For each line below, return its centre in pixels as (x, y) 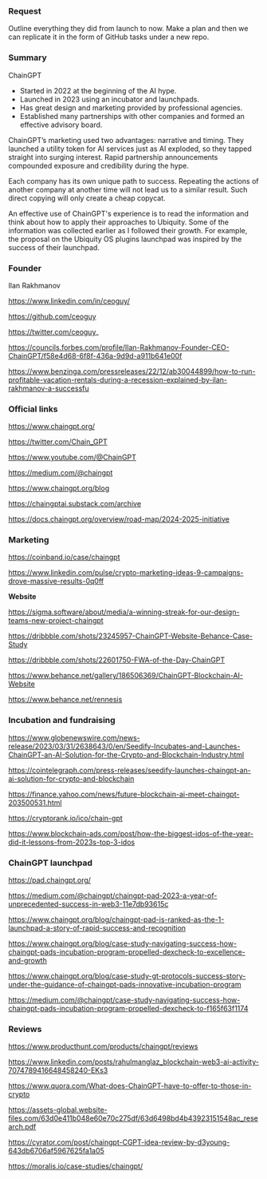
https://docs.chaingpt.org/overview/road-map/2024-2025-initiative (119, 519)
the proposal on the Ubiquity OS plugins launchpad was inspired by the (125, 239)
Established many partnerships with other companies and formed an (132, 116)
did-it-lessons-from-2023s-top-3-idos (72, 842)
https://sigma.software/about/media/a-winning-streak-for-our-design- (124, 612)
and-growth (28, 961)
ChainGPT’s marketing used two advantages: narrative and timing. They (126, 140)
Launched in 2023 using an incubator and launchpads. (109, 99)
